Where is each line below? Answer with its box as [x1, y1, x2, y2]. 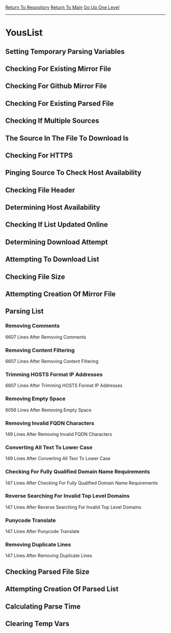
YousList [5, 27, 43, 39]
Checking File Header [5, 186, 75, 194]
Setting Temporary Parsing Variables [5, 47, 125, 56]
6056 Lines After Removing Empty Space [5, 407, 92, 413]
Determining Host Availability [5, 203, 100, 212]
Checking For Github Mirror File [5, 82, 107, 91]
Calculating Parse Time [5, 602, 81, 611]
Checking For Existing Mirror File [5, 64, 111, 73]
